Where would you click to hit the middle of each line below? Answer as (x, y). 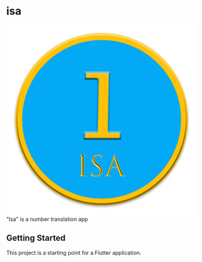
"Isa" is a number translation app (47, 219)
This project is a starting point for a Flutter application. (74, 252)
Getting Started (36, 238)
